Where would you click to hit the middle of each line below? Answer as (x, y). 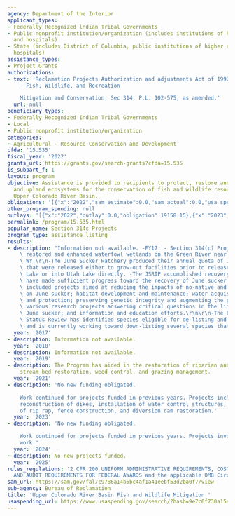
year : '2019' (33, 359)
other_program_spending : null (51, 209)
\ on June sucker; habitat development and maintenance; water (114, 294)
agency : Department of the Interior (60, 14)
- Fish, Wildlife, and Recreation (70, 86)
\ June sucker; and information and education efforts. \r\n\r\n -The (122, 313)
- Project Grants (33, 66)
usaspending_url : (33, 501)
